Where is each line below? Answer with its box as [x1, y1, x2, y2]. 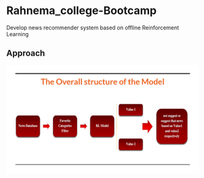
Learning [6, 30, 29, 37]
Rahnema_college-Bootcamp [6, 4, 157, 18]
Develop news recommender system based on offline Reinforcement [6, 24, 179, 31]
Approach [6, 48, 45, 59]
